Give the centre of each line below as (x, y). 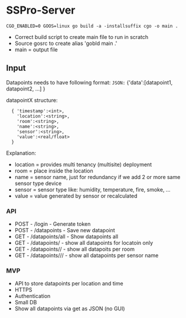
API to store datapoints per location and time (69, 284)
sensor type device (38, 183)
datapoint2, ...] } (26, 89)
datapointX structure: (32, 100)
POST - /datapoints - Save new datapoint (65, 231)
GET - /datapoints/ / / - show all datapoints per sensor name (87, 255)
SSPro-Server (41, 10)
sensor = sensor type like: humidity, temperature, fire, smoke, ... (92, 189)
